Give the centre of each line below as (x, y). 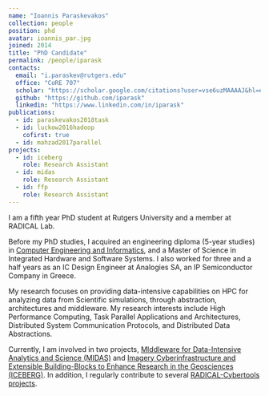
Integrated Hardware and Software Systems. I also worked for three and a (130, 258)
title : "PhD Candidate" (48, 53)
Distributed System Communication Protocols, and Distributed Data (119, 325)
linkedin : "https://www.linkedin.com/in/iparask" (100, 105)
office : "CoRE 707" (48, 83)
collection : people (41, 23)
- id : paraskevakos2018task (62, 120)
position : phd (32, 30)
